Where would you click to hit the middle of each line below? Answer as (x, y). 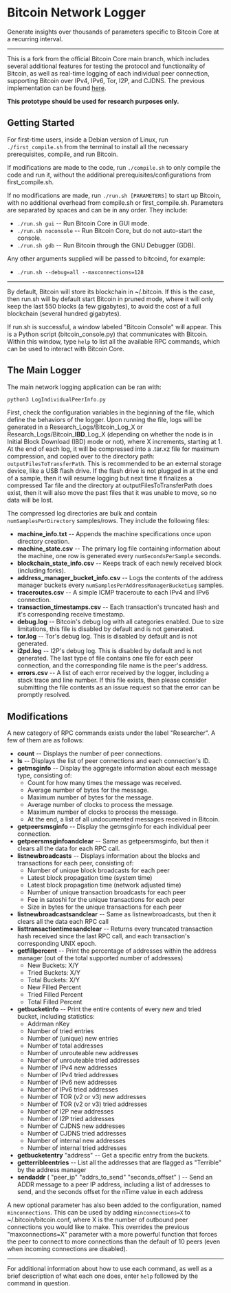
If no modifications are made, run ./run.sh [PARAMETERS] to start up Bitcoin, (114, 195)
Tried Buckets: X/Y (54, 973)
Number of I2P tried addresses (71, 1119)
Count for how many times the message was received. (104, 783)
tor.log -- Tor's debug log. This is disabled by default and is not (107, 637)
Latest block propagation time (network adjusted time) (104, 885)
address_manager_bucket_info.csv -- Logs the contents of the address (120, 578)
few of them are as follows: (45, 740)
